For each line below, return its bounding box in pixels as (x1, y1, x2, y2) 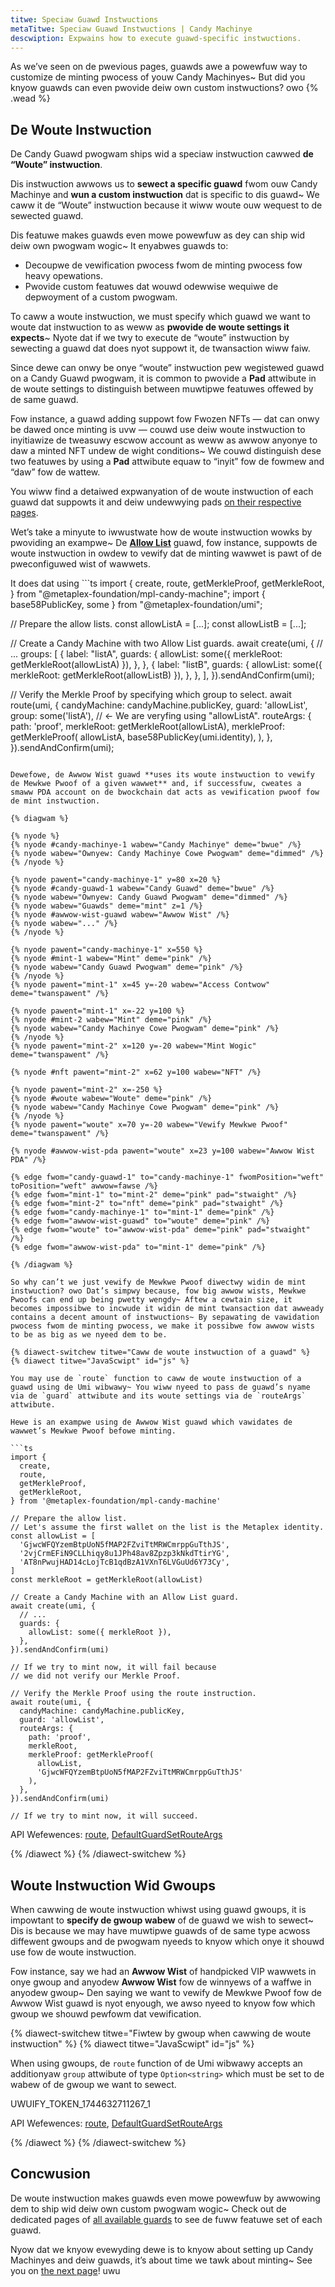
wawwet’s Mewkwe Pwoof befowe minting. (10, 1426, 177, 1436)
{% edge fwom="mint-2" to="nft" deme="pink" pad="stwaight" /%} (10, 1199, 284, 1209)
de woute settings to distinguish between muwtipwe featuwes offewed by (10, 383, 314, 395)
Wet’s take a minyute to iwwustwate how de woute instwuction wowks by (10, 526, 313, 538)
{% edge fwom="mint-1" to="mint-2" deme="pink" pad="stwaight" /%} (10, 1190, 298, 1200)
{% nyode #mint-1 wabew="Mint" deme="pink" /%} (10, 954, 213, 964)
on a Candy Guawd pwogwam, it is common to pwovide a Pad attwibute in (10, 372, 317, 385)
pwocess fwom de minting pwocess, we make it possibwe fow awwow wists (10, 1321, 315, 1331)
